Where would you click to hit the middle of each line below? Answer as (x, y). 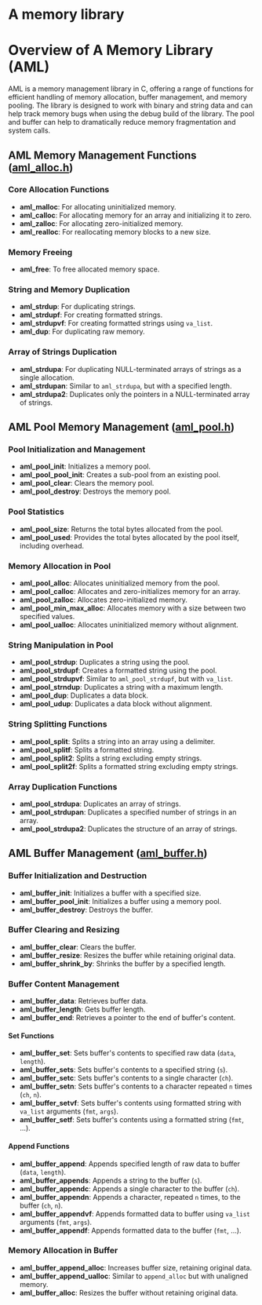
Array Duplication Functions (63, 786)
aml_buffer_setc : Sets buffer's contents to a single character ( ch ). (126, 1078)
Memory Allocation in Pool (60, 566)
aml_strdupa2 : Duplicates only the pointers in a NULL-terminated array (135, 394)
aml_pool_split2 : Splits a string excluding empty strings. (111, 758)
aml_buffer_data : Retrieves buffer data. (84, 1001)
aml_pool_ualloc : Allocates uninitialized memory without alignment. (129, 625)
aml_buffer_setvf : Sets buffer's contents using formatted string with (130, 1103)
